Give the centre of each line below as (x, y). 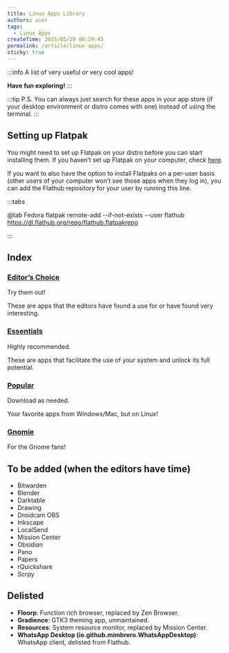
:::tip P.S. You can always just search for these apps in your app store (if (110, 99)
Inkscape (30, 522)
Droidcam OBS (39, 515)
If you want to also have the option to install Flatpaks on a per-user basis (111, 173)
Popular (21, 385)
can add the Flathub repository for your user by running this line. (100, 188)
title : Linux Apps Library (46, 14)
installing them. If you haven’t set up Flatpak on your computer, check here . (115, 160)
